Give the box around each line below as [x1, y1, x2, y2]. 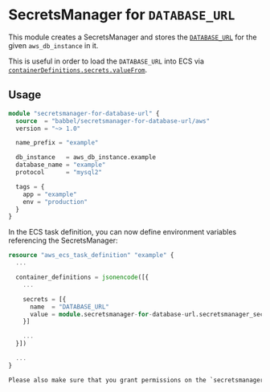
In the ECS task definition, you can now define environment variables [8, 227, 237, 237]
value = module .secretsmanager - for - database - [29, 310, 185, 318]
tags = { [15, 182, 45, 190]
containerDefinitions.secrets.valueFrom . [8, 64, 148, 74]
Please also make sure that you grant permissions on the [8, 376, 207, 384]
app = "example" [22, 190, 78, 198]
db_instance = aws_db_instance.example [15, 153, 157, 161]
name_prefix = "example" [15, 139, 99, 147]
